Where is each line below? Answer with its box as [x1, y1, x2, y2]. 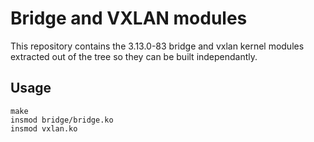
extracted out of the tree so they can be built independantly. [10, 50, 258, 62]
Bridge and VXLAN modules [10, 7, 248, 30]
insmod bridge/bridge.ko [10, 115, 114, 125]
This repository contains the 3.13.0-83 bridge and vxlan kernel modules [10, 40, 305, 52]
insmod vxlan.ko [10, 123, 78, 134]
